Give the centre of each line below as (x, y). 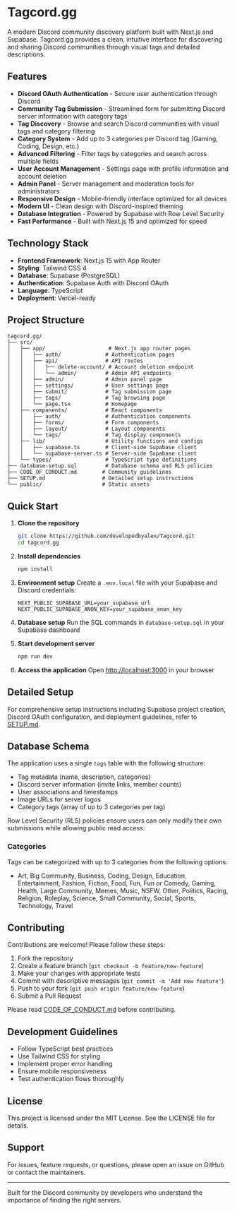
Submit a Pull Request (49, 996)
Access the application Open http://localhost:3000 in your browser (116, 670)
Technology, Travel (45, 905)
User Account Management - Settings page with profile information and (123, 168)
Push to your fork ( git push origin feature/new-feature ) (101, 989)
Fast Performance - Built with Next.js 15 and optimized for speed (112, 221)
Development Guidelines (63, 1032)
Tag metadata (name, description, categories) (84, 777)
